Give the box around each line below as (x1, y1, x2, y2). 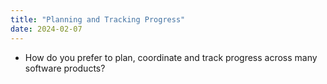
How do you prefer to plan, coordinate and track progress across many (24, 51, 318, 63)
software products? (24, 62, 106, 74)
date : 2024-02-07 (10, 24, 83, 34)
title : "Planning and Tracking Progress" (10, 14, 186, 25)
